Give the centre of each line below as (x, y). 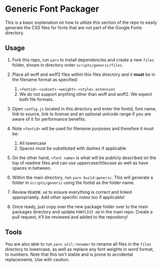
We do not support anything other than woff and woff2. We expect (86, 94)
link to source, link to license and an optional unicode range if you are (81, 114)
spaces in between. (32, 168)
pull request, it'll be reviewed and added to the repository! (70, 217)
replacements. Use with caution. (37, 259)
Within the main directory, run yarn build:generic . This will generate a (82, 177)
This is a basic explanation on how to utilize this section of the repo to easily (81, 22)
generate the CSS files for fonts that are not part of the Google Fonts (73, 27)
